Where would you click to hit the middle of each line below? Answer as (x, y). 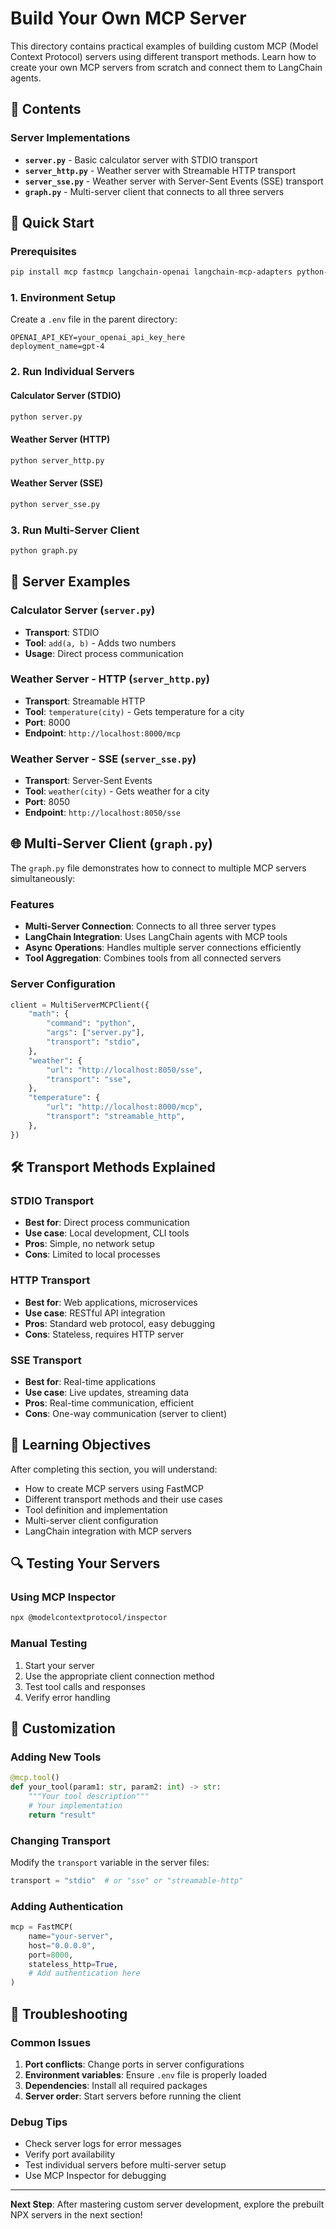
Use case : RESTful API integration (95, 1313)
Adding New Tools (56, 1757)
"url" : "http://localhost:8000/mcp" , (124, 1107)
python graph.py (44, 550)
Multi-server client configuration (91, 1520)
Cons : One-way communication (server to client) (125, 1413)
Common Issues (51, 2042)
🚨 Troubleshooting (69, 2013)
